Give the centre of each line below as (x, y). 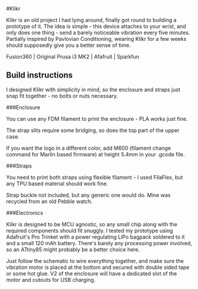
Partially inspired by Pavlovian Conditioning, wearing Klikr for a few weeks (96, 39)
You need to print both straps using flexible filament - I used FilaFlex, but (95, 177)
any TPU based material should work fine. (57, 184)
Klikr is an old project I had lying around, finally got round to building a (91, 20)
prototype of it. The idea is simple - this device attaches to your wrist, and (96, 26)
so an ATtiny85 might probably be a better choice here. (73, 249)
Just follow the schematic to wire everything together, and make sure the (95, 261)
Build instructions (39, 76)
